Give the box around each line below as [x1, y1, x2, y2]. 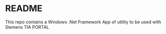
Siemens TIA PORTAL [5, 24, 50, 30]
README [5, 3, 43, 14]
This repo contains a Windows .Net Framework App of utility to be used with [5, 19, 162, 25]
